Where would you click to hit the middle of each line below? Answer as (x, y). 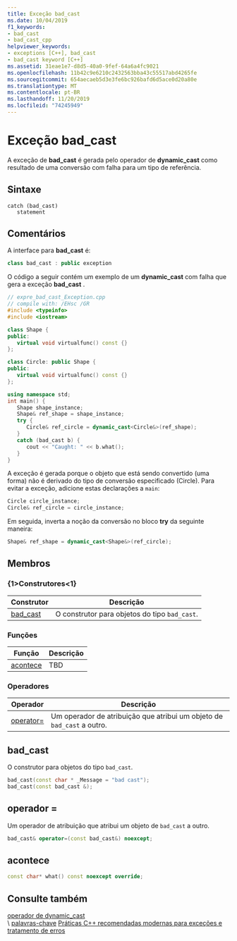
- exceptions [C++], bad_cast (52, 54)
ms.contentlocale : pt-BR (44, 92)
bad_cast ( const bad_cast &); (50, 787)
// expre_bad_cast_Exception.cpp (56, 297)
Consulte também (48, 898)
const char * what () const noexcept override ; (75, 877)
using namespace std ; (39, 394)
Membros (29, 564)
